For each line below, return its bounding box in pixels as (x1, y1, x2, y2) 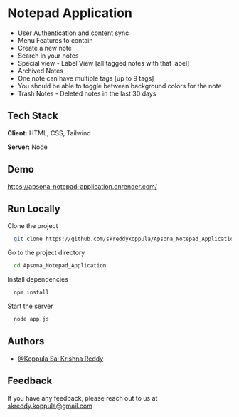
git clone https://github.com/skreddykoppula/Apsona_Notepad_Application (14, 235, 237, 243)
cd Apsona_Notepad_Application (14, 262, 107, 269)
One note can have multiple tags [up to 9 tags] (17, 73, 154, 83)
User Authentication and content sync (17, 29, 129, 37)
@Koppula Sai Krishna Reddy (17, 354, 104, 363)
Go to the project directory (7, 248, 85, 257)
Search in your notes (17, 51, 79, 60)
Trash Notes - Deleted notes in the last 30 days (17, 89, 156, 98)
